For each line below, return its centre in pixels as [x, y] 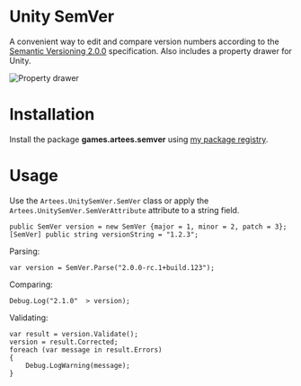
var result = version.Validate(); [74, 334]
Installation [52, 115]
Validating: [29, 318]
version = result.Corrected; [64, 342]
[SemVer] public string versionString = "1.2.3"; [104, 234]
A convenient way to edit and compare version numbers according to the [145, 41]
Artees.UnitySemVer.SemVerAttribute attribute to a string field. [124, 210]
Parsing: [25, 251]
